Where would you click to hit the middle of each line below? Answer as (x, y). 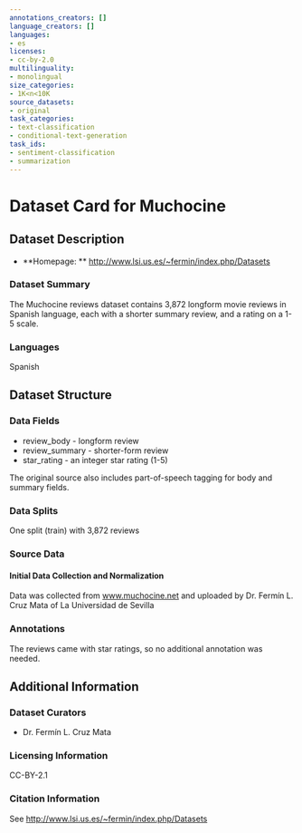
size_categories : (42, 85)
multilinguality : (42, 69)
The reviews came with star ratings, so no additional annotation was (136, 648)
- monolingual (36, 77)
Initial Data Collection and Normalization (87, 576)
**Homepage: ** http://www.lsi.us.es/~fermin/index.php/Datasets (146, 261)
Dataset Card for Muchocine (118, 206)
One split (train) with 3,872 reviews (75, 530)
